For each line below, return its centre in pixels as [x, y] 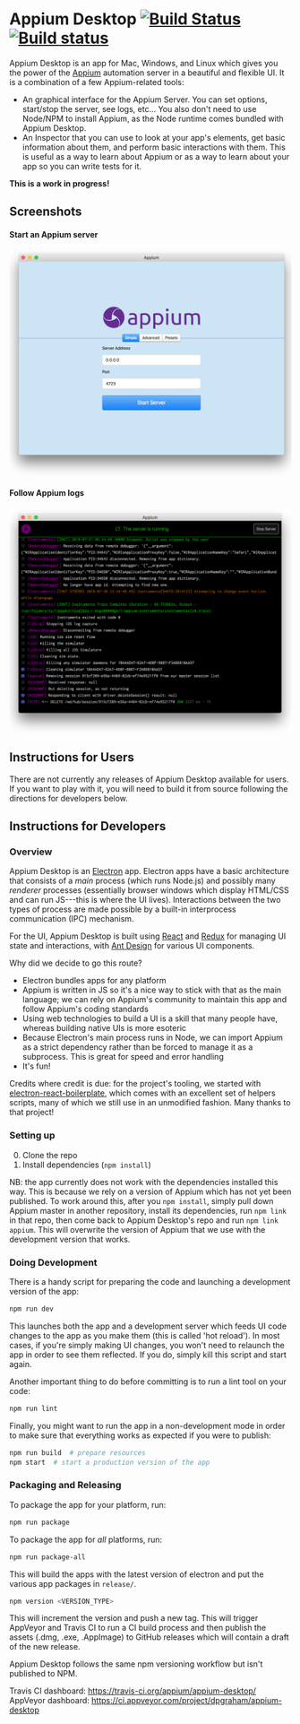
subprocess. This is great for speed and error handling [123, 1057]
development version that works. [70, 1239]
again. [21, 1364]
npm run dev [31, 1309]
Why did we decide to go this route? [76, 963]
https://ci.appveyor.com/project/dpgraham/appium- [186, 1701]
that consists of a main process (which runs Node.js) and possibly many [142, 881]
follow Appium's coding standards [86, 1009]
